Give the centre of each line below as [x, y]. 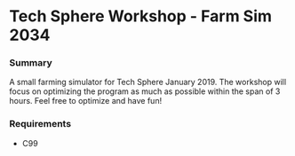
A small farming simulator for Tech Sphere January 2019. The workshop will [148, 82]
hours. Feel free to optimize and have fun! [86, 101]
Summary [31, 63]
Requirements [40, 124]
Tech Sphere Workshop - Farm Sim [141, 16]
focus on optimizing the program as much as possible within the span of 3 [145, 91]
